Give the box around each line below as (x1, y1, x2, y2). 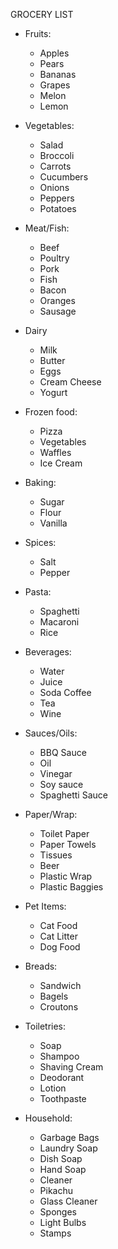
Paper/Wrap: (24, 809, 78, 820)
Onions (39, 182, 70, 193)
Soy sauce (39, 779, 84, 790)
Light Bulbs (39, 1217, 87, 1228)
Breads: (24, 960, 58, 972)
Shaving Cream (39, 1061, 104, 1073)
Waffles (39, 447, 72, 458)
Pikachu (39, 1185, 74, 1196)
